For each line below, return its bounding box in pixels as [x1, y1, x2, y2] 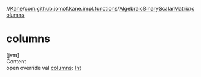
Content [6, 57, 26, 65]
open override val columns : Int [6, 64, 81, 71]
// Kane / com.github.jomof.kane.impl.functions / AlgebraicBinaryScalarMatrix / [6, 5, 192, 12]
